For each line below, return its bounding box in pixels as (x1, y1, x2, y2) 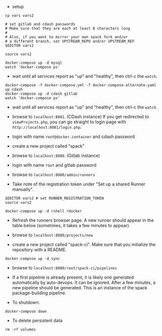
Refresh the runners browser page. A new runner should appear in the (12, 217, 154, 223)
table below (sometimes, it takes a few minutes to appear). (12, 223, 131, 228)
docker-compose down (5, 309, 47, 314)
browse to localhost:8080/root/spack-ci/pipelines (12, 265, 117, 271)
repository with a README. (12, 247, 67, 253)
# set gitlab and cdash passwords (5, 22, 76, 26)
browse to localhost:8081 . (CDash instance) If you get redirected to (12, 114, 149, 119)
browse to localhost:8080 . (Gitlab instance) (12, 153, 100, 158)
